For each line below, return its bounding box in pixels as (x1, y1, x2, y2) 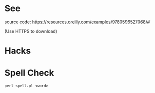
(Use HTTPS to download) (4, 28, 58, 34)
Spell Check (4, 67, 55, 78)
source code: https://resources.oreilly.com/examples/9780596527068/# (4, 19, 150, 25)
